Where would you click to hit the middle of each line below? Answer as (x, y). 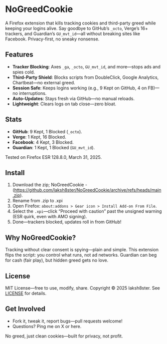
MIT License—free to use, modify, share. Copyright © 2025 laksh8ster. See (83, 288)
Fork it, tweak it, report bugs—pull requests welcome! (68, 321)
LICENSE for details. (26, 293)
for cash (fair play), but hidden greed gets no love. (57, 260)
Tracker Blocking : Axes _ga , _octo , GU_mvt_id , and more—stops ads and (86, 66)
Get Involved (25, 309)
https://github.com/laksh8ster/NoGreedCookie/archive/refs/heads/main (88, 190)
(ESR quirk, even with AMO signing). (50, 217)
